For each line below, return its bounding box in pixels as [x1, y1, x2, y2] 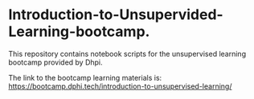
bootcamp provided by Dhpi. [8, 57, 103, 67]
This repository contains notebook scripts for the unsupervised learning [8, 49, 247, 58]
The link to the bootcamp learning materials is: [8, 73, 162, 82]
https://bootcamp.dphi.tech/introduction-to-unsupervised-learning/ [8, 81, 232, 91]
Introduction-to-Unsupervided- [8, 6, 223, 24]
